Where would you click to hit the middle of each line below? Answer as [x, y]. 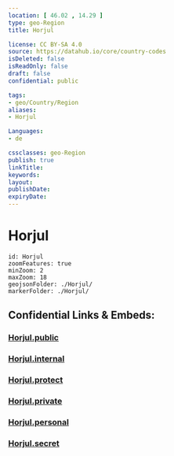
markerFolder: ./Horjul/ [49, 291]
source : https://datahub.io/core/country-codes [87, 52]
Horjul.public [33, 338]
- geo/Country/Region [43, 102]
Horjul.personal [38, 422]
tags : [17, 95]
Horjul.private [35, 401]
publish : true [31, 160]
